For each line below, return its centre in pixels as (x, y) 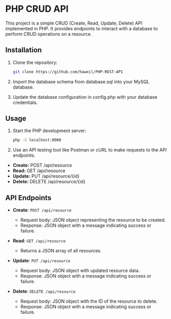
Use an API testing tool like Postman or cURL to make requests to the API (90, 150)
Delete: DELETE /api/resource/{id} (49, 182)
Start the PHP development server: (49, 131)
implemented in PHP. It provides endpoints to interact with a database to (81, 28)
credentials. (25, 102)
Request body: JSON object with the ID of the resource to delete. (89, 301)
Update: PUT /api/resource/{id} (46, 176)
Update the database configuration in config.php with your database (85, 97)
